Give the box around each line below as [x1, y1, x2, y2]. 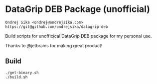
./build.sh [5, 75, 28, 80]
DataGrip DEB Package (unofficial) [5, 3, 151, 15]
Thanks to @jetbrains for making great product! [5, 42, 103, 48]
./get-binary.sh [5, 70, 39, 75]
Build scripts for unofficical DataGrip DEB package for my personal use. [5, 33, 152, 39]
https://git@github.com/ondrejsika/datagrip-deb [5, 24, 108, 29]
